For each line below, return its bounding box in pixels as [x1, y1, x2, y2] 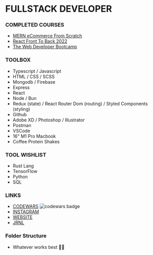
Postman [12, 122, 32, 128]
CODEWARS [12, 203, 39, 210]
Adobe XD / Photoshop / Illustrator [12, 117, 85, 123]
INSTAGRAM [12, 209, 39, 215]
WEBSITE [12, 214, 33, 220]
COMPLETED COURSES [5, 21, 65, 29]
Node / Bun [12, 95, 37, 101]
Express [12, 84, 30, 90]
